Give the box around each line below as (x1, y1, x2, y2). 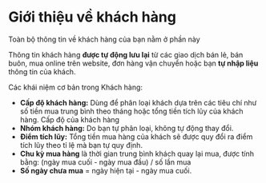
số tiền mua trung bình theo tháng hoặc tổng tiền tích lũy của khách (19, 106, 244, 116)
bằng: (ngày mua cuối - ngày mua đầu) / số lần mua (19, 157, 191, 167)
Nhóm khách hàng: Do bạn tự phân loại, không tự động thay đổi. (19, 123, 234, 133)
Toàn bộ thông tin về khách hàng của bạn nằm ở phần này (8, 34, 200, 44)
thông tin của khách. (8, 66, 76, 76)
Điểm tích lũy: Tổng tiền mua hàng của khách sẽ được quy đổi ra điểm (19, 132, 253, 141)
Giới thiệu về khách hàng (8, 8, 176, 26)
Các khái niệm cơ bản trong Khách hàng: (8, 82, 143, 92)
